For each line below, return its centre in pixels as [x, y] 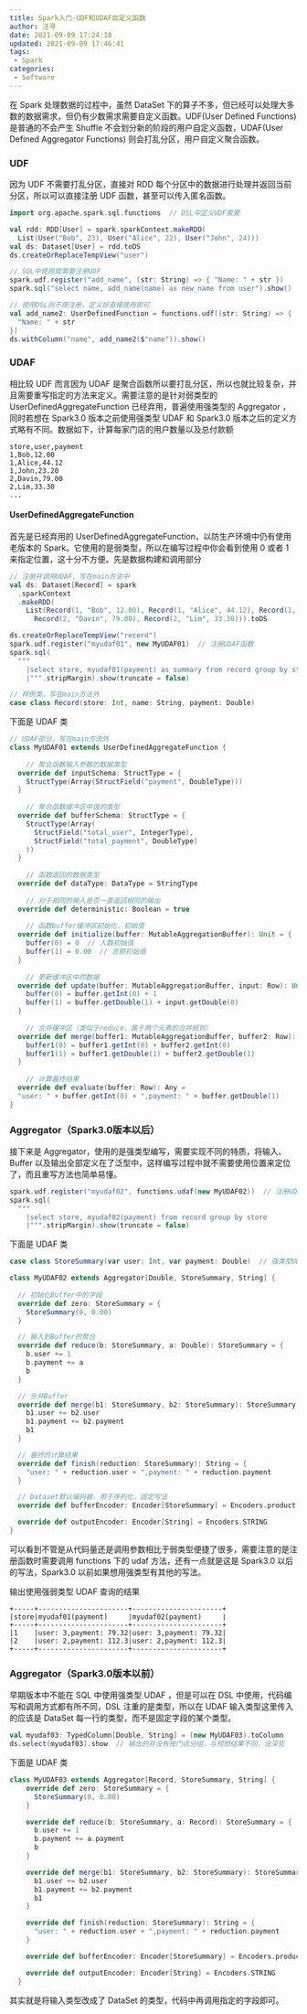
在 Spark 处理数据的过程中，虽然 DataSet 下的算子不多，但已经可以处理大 [148, 104]
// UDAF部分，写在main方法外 [59, 739]
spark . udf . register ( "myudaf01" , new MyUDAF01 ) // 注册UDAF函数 [132, 644]
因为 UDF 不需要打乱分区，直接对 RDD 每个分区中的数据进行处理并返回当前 [151, 185]
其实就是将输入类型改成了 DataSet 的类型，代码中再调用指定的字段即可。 [147, 2000]
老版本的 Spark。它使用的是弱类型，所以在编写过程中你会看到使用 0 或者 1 [149, 547]
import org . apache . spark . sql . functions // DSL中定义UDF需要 [125, 213]
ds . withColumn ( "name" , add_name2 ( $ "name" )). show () [108, 339]
